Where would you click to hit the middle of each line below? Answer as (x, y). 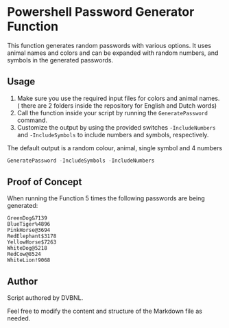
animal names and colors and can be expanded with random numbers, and (113, 53)
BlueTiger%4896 (29, 224)
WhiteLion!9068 (29, 260)
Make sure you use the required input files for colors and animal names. (118, 98)
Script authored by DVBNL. (45, 298)
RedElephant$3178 (32, 236)
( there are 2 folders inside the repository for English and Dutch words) (117, 105)
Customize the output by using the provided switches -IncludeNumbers (116, 127)
